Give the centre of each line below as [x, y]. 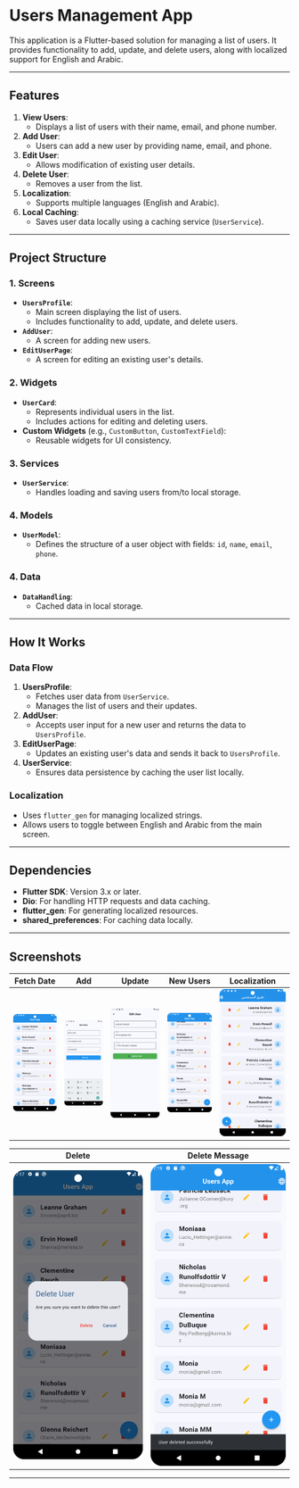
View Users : [45, 117]
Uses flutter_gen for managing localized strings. [112, 815]
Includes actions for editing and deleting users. [121, 421]
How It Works [48, 642]
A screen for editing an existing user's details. [119, 360]
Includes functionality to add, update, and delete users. [137, 321]
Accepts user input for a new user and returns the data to [141, 725]
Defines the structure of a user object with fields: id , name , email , [154, 544]
